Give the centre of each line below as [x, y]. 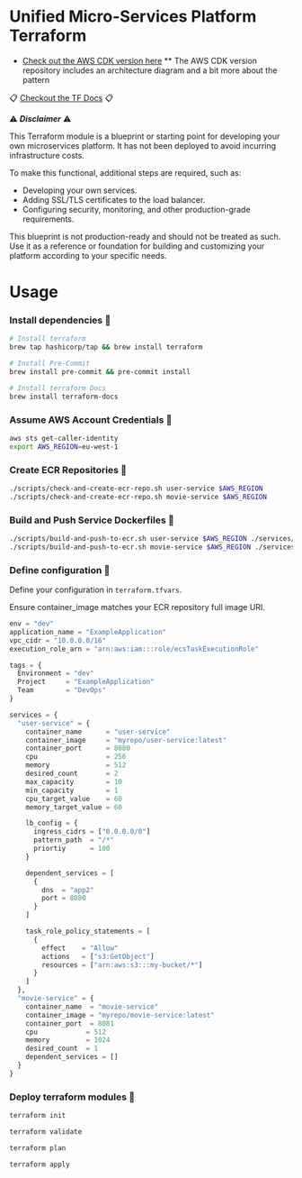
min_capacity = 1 [72, 790]
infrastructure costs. [47, 155]
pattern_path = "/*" [74, 840]
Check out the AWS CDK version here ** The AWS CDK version [140, 60]
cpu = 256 [76, 757]
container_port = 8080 [78, 749]
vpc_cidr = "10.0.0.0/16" [58, 640]
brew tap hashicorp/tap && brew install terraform [106, 347]
